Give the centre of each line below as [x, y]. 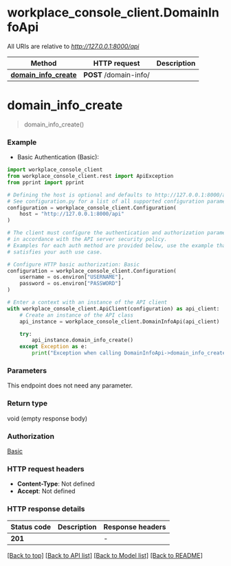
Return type [27, 403]
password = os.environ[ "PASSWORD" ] [70, 284]
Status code [31, 527]
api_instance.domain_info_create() [83, 340]
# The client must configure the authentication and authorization [106, 233]
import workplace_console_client [55, 170]
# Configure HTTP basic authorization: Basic [73, 264]
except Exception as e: [54, 347]
